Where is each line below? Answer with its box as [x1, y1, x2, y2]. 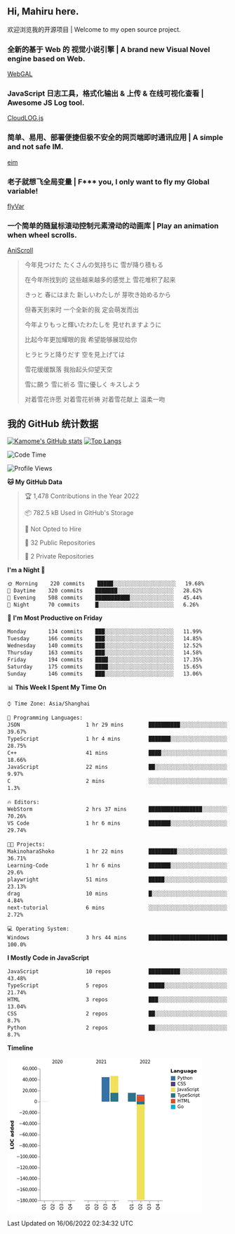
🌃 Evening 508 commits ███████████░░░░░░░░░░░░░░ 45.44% [7, 594, 202, 602]
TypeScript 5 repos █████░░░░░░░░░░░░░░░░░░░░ [7, 982, 228, 989]
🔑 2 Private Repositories [24, 552, 95, 561]
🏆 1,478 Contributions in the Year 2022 [24, 492, 140, 500]
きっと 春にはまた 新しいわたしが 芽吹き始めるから [24, 291, 172, 299]
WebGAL [7, 70, 33, 78]
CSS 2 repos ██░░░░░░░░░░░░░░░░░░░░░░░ [7, 1010, 228, 1017]
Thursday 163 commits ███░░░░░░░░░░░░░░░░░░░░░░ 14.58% [7, 649, 202, 656]
